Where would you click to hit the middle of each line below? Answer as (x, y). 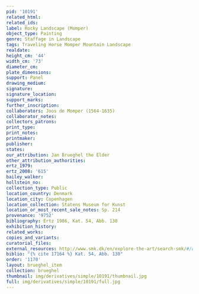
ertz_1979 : (20, 166)
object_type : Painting (34, 34)
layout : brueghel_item (34, 265)
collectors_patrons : (32, 122)
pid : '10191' (22, 12)
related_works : (25, 232)
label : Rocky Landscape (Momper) (47, 28)
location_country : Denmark (39, 193)
